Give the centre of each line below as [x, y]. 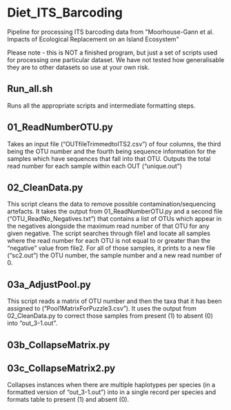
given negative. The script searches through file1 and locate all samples [109, 233]
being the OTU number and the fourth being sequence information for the [111, 151]
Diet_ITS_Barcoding [65, 13]
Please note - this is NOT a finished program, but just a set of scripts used [112, 52]
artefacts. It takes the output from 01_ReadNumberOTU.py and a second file [115, 211]
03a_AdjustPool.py [49, 284]
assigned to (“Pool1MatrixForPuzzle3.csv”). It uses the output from [102, 309]
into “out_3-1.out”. [32, 323]
